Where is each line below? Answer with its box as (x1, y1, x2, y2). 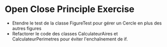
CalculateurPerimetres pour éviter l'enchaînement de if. (12, 36, 128, 42)
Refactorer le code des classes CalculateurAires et (12, 30, 118, 36)
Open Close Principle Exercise (5, 3, 135, 15)
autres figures (12, 25, 42, 31)
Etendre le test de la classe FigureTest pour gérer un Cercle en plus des (12, 20, 162, 26)
